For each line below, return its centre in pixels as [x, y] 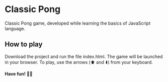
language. [15, 28]
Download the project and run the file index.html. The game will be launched [84, 56]
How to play [24, 45]
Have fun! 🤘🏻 [19, 73]
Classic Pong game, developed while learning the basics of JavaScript [78, 23]
